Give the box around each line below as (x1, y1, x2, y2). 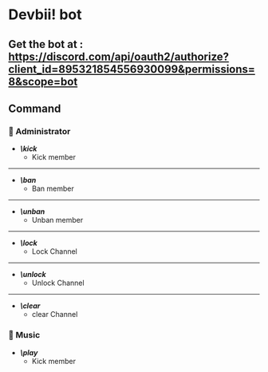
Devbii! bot (8, 6, 82, 24)
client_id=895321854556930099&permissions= (8, 62, 255, 76)
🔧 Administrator (8, 125, 71, 137)
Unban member (31, 216, 84, 225)
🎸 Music (8, 330, 41, 341)
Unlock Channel (31, 278, 85, 288)
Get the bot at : (8, 38, 84, 51)
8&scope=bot (8, 74, 78, 89)
